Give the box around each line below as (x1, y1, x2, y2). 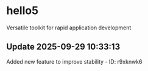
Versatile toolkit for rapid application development (6, 24, 132, 31)
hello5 (6, 4, 38, 18)
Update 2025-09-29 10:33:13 (6, 42, 121, 52)
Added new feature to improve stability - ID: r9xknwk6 (6, 58, 143, 65)
